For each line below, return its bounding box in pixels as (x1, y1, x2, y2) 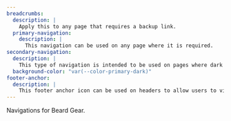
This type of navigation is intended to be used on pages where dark (19, 62, 223, 68)
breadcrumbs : (6, 10, 44, 17)
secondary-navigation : (6, 49, 72, 56)
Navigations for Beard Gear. (6, 106, 86, 115)
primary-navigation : (12, 29, 72, 37)
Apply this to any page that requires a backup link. (19, 23, 177, 30)
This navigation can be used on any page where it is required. (24, 42, 214, 49)
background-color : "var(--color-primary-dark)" (12, 68, 152, 75)
